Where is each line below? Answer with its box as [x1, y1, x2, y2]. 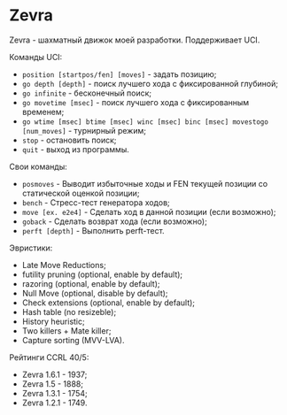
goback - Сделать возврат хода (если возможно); [21, 216, 208, 227]
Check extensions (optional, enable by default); [21, 297, 196, 308]
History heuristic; [21, 316, 86, 327]
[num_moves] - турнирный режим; [21, 125, 146, 135]
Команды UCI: [9, 51, 63, 62]
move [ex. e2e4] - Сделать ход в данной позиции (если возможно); [21, 206, 276, 217]
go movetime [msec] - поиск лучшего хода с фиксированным [21, 96, 250, 107]
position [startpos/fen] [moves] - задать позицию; [21, 68, 217, 80]
